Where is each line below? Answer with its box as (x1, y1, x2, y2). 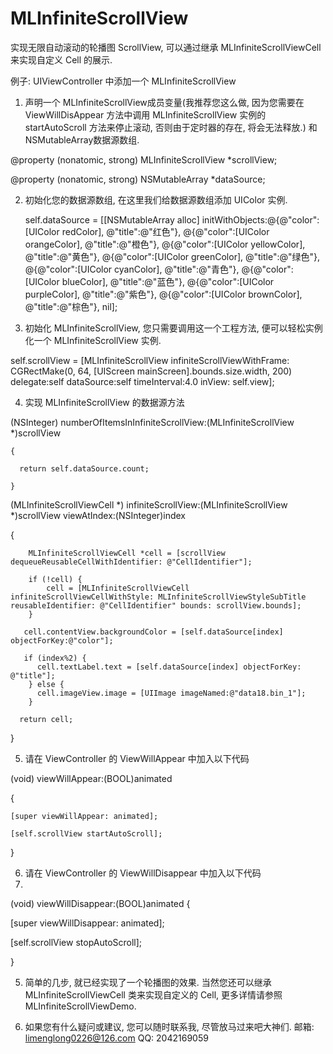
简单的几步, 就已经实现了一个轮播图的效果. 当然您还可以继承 (24, 976, 272, 988)
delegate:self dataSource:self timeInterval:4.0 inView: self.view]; (10, 375, 275, 387)
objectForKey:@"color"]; (10, 635, 114, 646)
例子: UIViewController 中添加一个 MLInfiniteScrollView (10, 75, 237, 87)
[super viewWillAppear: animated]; (10, 811, 159, 821)
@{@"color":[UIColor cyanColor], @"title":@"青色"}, (24, 263, 240, 275)
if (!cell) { (28, 574, 83, 584)
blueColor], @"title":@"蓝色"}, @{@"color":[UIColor (61, 275, 275, 287)
